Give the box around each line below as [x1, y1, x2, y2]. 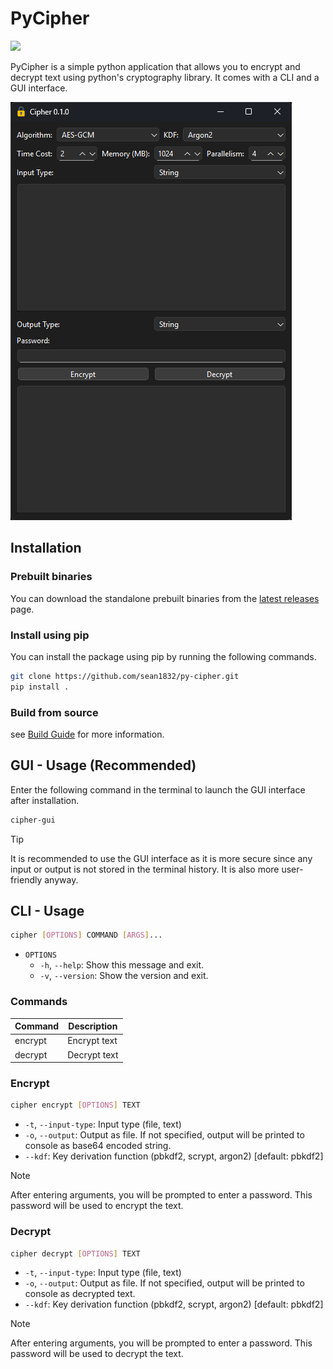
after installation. [10, 794, 80, 806]
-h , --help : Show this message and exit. [39, 959, 205, 971]
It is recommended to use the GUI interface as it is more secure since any [10, 852, 313, 864]
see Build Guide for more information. [10, 728, 165, 740]
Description [68, 1020, 118, 1032]
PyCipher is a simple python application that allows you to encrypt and [10, 60, 301, 72]
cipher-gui [10, 815, 56, 825]
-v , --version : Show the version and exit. [39, 970, 209, 982]
